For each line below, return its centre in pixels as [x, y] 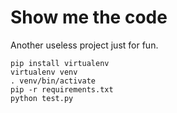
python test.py [42, 98]
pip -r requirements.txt [62, 89]
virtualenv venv [44, 72]
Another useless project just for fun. [84, 45]
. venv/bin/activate [53, 81]
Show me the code [89, 17]
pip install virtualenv [60, 63]
